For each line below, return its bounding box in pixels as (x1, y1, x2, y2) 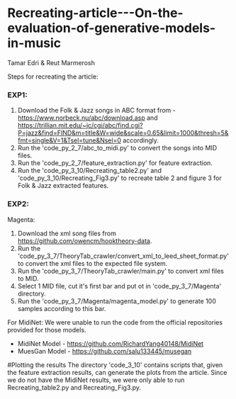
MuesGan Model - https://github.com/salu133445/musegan (17, 347, 192, 355)
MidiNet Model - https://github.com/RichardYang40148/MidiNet (17, 339, 204, 348)
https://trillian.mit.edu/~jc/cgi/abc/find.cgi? (17, 121, 143, 130)
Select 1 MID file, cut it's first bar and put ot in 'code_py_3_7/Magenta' (17, 281, 222, 290)
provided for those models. (7, 325, 86, 334)
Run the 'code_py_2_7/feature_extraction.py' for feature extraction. (17, 159, 213, 167)
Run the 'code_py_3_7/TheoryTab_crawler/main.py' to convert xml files (17, 266, 225, 275)
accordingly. (123, 136, 159, 145)
